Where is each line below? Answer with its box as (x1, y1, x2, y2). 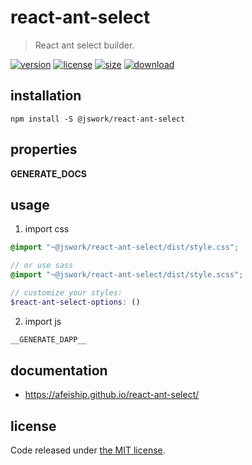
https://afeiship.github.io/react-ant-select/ (24, 389, 200, 401)
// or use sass (10, 261, 74, 271)
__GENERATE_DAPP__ (10, 334, 87, 345)
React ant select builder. (34, 39, 135, 51)
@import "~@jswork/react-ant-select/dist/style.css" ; (10, 242, 240, 253)
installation (10, 87, 82, 105)
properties (10, 141, 78, 158)
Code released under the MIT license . (10, 444, 166, 456)
